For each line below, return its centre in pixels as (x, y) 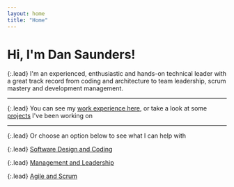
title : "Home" (28, 20)
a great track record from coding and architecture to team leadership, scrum (117, 81)
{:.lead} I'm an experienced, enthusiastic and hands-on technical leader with (117, 74)
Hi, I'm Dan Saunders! (71, 55)
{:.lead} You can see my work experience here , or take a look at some (107, 108)
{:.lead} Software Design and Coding (60, 149)
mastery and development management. (65, 88)
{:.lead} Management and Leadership (61, 163)
